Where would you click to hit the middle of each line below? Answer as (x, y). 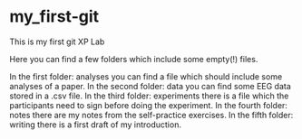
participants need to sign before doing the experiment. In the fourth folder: (149, 105)
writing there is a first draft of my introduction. (95, 125)
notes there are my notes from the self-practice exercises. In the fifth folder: (151, 115)
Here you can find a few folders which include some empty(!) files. (134, 59)
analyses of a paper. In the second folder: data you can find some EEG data (151, 86)
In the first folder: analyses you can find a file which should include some (146, 76)
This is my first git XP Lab (57, 42)
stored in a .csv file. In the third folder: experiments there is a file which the (149, 96)
